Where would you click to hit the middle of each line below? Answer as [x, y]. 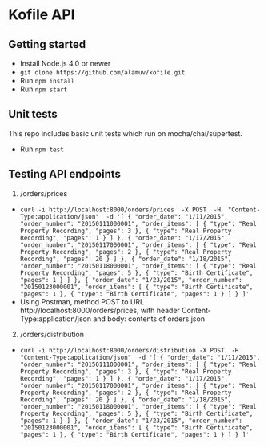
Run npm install [47, 81]
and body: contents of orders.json [149, 319]
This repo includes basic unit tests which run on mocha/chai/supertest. [125, 133]
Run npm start [44, 89]
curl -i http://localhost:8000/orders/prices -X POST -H [120, 210]
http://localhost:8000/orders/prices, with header [100, 310]
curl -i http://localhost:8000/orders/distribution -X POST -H [129, 350]
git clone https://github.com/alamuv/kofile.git [102, 73]
